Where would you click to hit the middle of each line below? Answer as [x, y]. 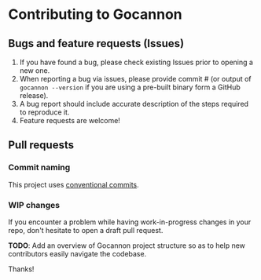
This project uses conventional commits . [74, 184]
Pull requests [41, 145]
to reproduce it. [44, 112]
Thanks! [21, 269]
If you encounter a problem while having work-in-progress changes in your [130, 222]
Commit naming [39, 168]
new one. [35, 71]
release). [34, 95]
